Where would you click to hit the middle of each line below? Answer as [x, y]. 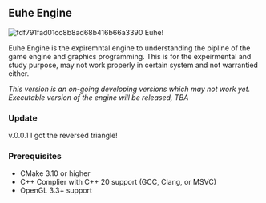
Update [23, 117]
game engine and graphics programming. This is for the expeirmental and [130, 56]
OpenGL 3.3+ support [56, 190]
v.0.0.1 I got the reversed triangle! [63, 136]
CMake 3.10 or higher [55, 173]
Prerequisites [35, 157]
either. [19, 73]
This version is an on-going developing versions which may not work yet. [129, 89]
